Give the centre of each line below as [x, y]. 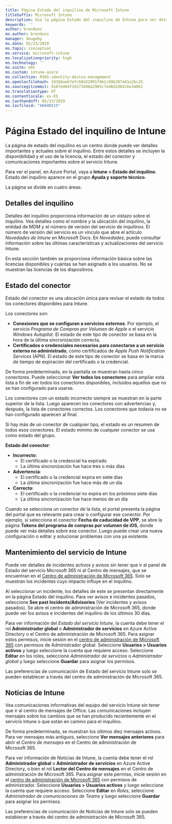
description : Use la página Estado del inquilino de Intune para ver [81, 20]
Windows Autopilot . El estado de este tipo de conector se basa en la [85, 334]
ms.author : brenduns [27, 34]
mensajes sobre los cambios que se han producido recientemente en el [81, 716]
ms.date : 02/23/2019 [27, 44]
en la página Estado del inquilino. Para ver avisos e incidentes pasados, [81, 597]
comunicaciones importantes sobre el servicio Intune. [62, 162]
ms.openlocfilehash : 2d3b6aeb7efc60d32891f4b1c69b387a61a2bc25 [74, 82]
